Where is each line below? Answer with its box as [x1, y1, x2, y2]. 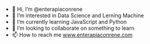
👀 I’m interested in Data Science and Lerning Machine [11, 12, 145, 19]
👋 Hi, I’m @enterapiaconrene [11, 6, 82, 12]
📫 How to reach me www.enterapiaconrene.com [11, 32, 133, 38]
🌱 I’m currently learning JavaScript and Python [11, 18, 127, 25]
